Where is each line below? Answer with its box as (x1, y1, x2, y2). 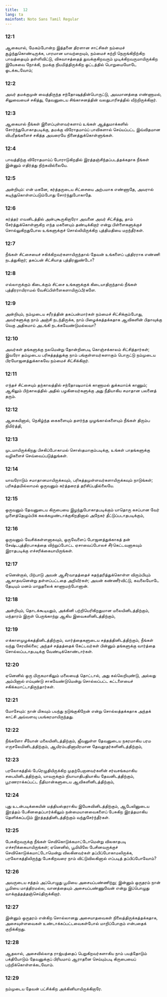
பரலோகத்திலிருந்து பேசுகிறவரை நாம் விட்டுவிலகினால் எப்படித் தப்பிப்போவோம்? (5, 855, 157, 861)
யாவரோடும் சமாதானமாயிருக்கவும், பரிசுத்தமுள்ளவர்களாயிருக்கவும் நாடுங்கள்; (5, 477, 153, 483)
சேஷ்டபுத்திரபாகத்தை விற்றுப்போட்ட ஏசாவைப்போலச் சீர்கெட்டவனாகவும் (5, 542, 142, 548)
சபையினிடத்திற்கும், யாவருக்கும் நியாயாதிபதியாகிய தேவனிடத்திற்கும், (5, 773, 135, 779)
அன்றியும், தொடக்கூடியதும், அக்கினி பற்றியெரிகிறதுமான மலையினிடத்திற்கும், (5, 607, 150, 613)
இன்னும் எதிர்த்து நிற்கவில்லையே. (5, 162, 68, 168)
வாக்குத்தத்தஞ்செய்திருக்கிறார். (5, 891, 61, 897)
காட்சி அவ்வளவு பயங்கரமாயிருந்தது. (5, 713, 74, 719)
